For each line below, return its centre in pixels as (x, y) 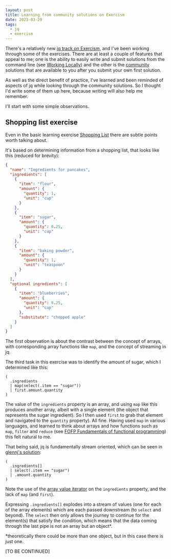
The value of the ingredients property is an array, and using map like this (81, 404)
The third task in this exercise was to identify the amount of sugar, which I (83, 362)
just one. (15, 542)
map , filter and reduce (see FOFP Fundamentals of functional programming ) (86, 432)
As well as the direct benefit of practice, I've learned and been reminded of (84, 80)
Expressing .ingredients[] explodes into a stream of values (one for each (83, 504)
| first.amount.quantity (36, 390)
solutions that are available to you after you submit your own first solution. (83, 70)
